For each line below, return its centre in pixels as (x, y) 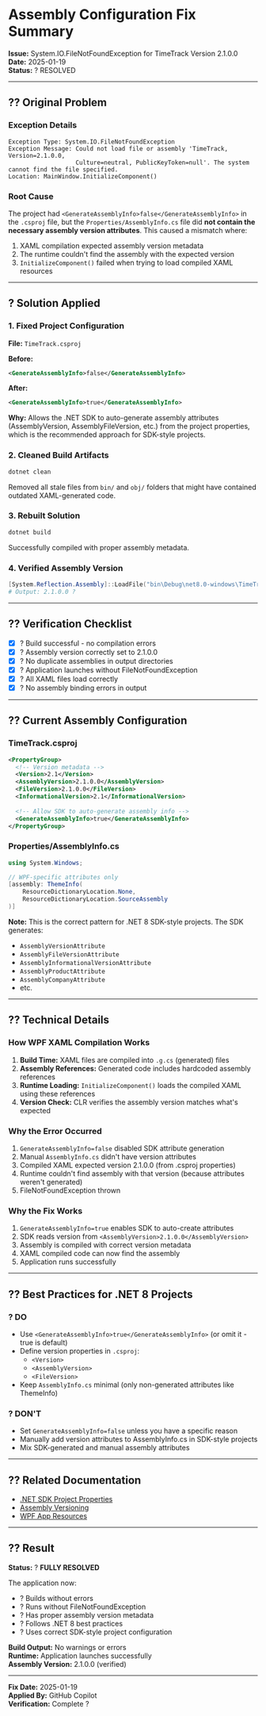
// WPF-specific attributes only (63, 877)
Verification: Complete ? (49, 1703)
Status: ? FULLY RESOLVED (54, 1567)
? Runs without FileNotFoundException (83, 1607)
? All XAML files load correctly (69, 679)
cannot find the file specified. (63, 169)
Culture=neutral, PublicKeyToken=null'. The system (162, 163)
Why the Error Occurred (55, 1131)
